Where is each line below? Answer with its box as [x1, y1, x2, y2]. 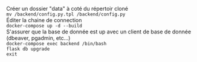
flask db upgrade [6, 46, 50, 52]
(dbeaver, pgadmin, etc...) [6, 35, 71, 41]
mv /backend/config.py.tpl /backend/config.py [6, 11, 126, 17]
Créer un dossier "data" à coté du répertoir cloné [6, 5, 129, 12]
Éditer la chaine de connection [6, 17, 82, 23]
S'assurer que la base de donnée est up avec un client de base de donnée [6, 28, 192, 35]
